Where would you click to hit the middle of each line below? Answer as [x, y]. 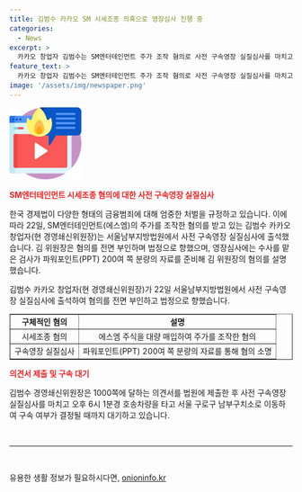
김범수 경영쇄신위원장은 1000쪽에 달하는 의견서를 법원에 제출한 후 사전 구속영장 [148, 392]
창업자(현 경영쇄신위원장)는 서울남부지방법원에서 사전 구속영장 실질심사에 [137, 236]
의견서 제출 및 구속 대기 [49, 373]
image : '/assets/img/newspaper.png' [78, 85]
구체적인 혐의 [44, 322]
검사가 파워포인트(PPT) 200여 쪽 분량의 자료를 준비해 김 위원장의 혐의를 [144, 259]
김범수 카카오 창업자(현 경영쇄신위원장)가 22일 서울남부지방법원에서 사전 [136, 289]
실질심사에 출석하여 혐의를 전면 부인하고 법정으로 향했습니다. [124, 300]
